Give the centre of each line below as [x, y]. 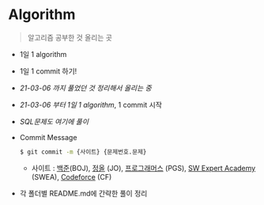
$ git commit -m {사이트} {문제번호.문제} [83, 152]
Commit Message [48, 137]
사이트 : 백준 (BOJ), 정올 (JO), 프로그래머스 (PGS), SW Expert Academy [143, 168]
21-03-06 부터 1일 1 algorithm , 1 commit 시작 [91, 104]
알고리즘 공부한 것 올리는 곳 [70, 37]
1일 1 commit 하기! [48, 71]
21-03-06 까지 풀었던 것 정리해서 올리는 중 [85, 88]
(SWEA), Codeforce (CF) [72, 177]
